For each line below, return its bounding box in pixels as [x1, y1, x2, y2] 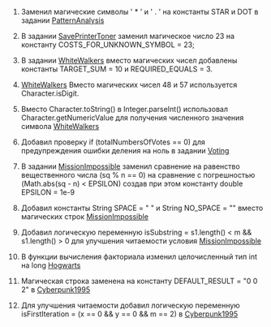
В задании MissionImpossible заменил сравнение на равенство [20, 161, 240, 171]
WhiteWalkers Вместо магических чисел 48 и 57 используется [20, 80, 238, 89]
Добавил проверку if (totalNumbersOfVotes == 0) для [20, 137, 205, 147]
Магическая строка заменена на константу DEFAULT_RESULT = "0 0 [20, 276, 258, 286]
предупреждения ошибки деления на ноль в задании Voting [20, 146, 230, 155]
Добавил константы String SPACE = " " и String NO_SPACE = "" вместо [20, 203, 264, 213]
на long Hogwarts [20, 260, 81, 270]
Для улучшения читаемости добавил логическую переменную [20, 300, 240, 310]
